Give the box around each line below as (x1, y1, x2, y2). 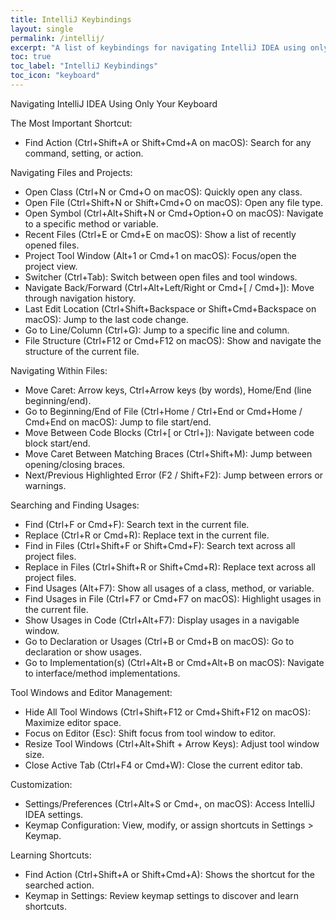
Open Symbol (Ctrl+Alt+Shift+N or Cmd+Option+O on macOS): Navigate (24, 207, 324, 219)
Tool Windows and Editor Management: (10, 686, 173, 698)
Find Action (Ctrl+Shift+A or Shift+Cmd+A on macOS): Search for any (24, 136, 312, 148)
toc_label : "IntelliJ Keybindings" (10, 61, 159, 71)
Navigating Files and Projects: (10, 166, 133, 178)
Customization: (10, 778, 73, 790)
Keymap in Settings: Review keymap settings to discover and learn (24, 889, 300, 901)
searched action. (24, 879, 95, 891)
